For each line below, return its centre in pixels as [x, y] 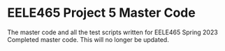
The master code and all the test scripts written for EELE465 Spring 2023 [112, 32]
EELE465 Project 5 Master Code [101, 13]
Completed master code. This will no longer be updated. [88, 39]
